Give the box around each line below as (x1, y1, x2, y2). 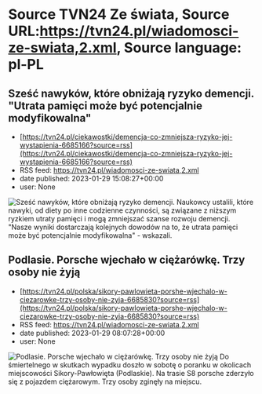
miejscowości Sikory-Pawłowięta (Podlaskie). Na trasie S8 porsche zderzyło (8, 368, 254, 378)
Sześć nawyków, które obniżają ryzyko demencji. (8, 86, 255, 100)
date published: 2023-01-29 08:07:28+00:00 (19, 328, 166, 337)
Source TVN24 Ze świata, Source (8, 5, 230, 24)
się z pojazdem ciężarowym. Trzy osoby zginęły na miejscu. (8, 377, 202, 386)
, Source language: (116, 39, 242, 57)
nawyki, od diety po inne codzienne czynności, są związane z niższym (8, 206, 237, 215)
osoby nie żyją (8, 265, 81, 279)
